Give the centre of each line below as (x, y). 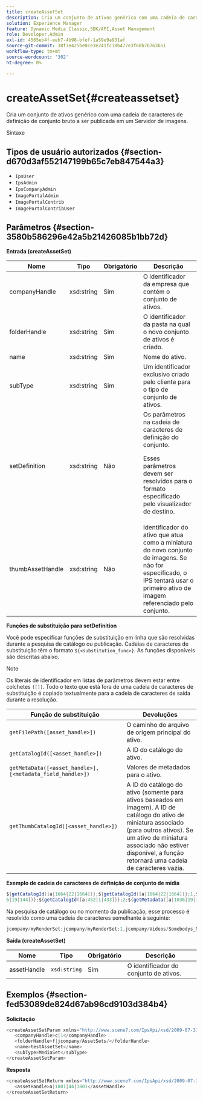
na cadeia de (161, 422)
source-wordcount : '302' (37, 57)
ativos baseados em (155, 800)
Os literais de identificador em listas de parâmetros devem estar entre (93, 680)
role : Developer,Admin (35, 35)
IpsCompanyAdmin (35, 189)
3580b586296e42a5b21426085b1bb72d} (87, 237)
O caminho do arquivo (158, 725)
